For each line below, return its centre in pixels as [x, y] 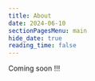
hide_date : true [35, 38]
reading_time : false [43, 46]
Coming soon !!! [34, 68]
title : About [30, 16]
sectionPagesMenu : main [48, 30]
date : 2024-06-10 [37, 23]
